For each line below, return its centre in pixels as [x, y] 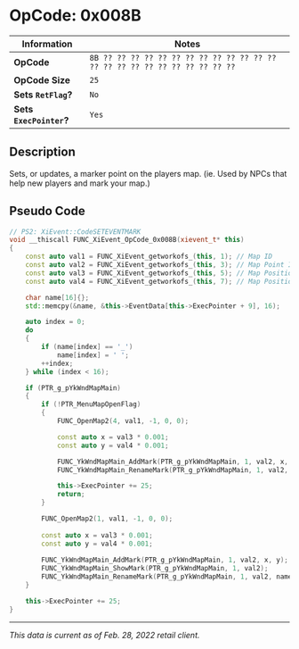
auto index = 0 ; [56, 322]
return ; [71, 495]
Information [47, 44]
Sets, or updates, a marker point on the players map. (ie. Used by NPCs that [148, 173]
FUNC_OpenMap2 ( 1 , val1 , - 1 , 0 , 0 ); [107, 519]
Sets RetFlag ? [43, 95]
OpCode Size [42, 79]
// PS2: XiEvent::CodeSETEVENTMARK [75, 232]
